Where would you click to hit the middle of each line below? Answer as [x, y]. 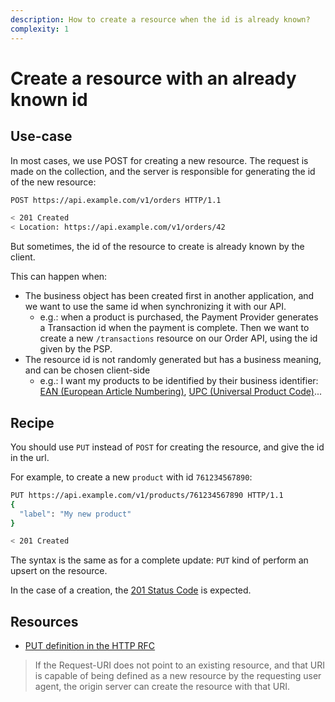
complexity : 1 [40, 29]
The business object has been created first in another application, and [169, 296]
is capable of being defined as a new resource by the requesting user [178, 676]
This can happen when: [59, 277]
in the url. [30, 457]
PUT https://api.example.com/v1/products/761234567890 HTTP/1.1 [147, 495]
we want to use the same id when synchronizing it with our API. [155, 307]
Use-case [41, 136]
